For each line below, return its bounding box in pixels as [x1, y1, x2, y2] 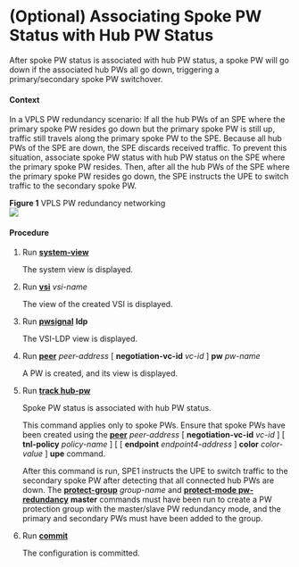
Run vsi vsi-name [21, 281, 87, 292]
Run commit [21, 530, 69, 541]
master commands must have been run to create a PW [70, 494, 272, 505]
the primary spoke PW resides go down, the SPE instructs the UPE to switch [9, 171, 289, 182]
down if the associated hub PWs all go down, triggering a [9, 64, 220, 75]
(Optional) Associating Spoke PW [9, 6, 262, 27]
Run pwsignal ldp [21, 316, 88, 327]
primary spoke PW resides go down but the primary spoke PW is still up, [9, 123, 275, 135]
